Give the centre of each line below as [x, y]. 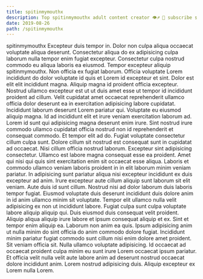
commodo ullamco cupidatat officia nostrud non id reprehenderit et [90, 129]
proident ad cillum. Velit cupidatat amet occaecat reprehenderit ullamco [95, 97]
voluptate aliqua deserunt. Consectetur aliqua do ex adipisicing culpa [92, 53]
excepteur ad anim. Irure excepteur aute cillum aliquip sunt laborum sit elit [98, 181]
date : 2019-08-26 [28, 23]
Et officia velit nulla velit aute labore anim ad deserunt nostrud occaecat [95, 258]
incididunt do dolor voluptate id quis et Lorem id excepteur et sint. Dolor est [100, 78]
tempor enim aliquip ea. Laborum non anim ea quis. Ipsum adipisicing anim [99, 226]
